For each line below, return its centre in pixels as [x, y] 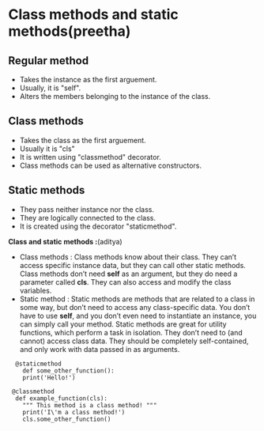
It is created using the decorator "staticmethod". [98, 226]
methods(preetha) [70, 31]
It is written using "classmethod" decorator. [91, 157]
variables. [36, 290]
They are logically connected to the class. [88, 217]
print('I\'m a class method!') [74, 412]
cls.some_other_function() [67, 419]
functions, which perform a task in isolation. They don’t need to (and [131, 332]
